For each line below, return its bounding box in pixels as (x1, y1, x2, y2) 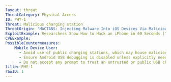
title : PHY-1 (5, 64, 33, 69)
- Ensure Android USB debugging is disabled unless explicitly (18, 54, 156, 60)
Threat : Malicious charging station (5, 21, 83, 27)
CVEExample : (5, 36, 31, 41)
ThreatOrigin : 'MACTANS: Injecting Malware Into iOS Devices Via (5, 26, 147, 32)
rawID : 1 (5, 69, 24, 74)
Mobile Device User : (14, 45, 58, 50)
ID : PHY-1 (5, 17, 26, 22)
